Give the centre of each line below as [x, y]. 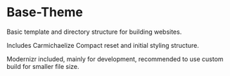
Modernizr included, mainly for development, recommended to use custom [115, 59]
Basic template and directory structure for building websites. [94, 32]
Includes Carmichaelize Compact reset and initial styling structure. [103, 45]
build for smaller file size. [43, 66]
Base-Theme [45, 12]
